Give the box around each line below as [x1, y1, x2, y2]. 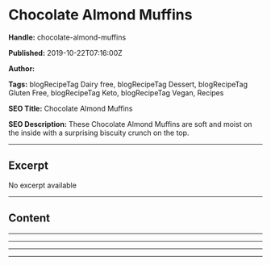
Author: [8, 63, 35, 74]
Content [8, 212, 51, 225]
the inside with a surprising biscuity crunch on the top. [8, 128, 190, 137]
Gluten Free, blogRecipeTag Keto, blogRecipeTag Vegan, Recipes [8, 87, 224, 98]
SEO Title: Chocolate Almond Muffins [8, 103, 133, 113]
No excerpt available [8, 180, 77, 190]
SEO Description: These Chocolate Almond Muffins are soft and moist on [8, 119, 252, 128]
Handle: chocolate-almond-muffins [8, 32, 127, 42]
